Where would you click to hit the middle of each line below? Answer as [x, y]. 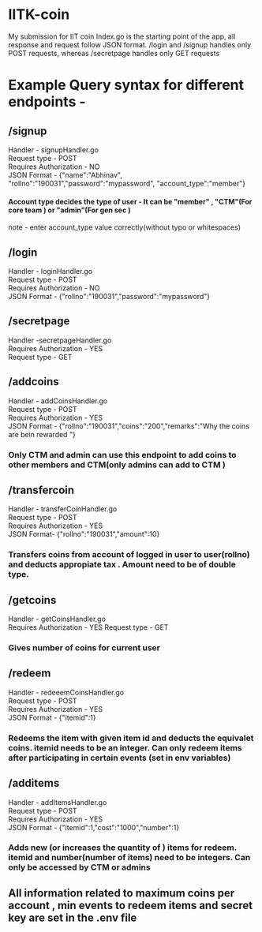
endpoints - [47, 102]
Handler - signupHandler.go [53, 150]
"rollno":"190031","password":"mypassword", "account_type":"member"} [127, 183]
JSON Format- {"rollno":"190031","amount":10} [84, 534]
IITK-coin [39, 15]
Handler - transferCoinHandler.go [63, 509]
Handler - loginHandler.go [51, 271]
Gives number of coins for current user [84, 647]
